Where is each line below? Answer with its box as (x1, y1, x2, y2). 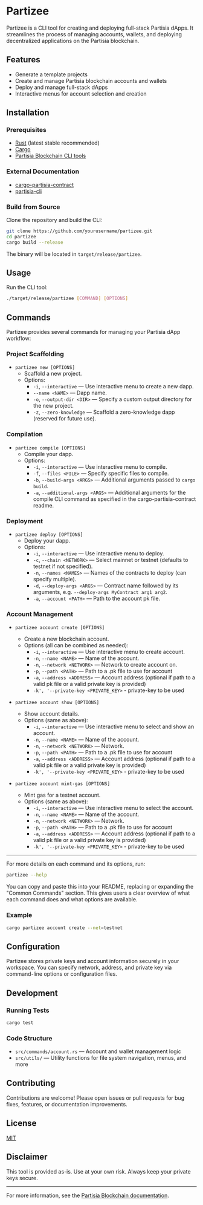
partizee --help (6, 872, 47, 878)
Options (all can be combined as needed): (24, 642, 129, 649)
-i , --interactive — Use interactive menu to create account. (33, 648, 185, 656)
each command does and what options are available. (6, 896, 138, 903)
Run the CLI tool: (6, 284, 48, 291)
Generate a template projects (14, 71, 88, 78)
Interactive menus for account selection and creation (14, 90, 147, 97)
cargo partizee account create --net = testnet (6, 924, 123, 931)
